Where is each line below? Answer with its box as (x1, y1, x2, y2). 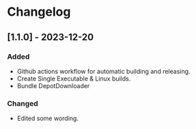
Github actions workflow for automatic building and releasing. (16, 67, 191, 75)
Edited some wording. (16, 114, 79, 123)
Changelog (7, 4, 71, 20)
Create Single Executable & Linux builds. (16, 74, 131, 83)
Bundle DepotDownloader (16, 81, 90, 89)
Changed (7, 98, 39, 108)
